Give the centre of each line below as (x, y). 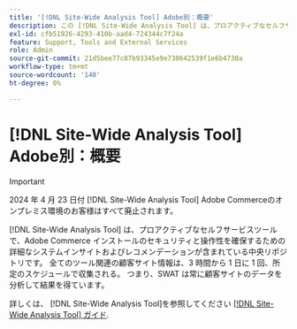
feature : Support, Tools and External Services (99, 42)
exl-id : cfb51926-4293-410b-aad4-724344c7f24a (96, 34)
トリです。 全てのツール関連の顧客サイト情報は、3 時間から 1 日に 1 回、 (141, 263)
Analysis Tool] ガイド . (69, 314)
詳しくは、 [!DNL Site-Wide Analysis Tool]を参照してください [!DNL (132, 303)
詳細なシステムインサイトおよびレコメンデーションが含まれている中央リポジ (148, 251)
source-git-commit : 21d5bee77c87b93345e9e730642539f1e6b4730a (126, 58)
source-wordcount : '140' (55, 75)
